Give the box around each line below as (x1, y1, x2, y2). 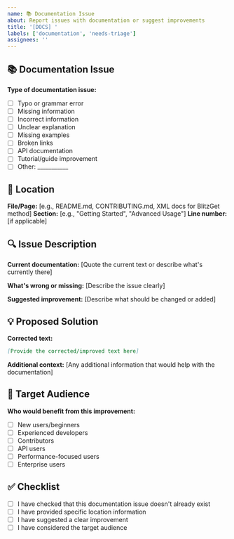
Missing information (17, 107, 75, 115)
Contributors (17, 436, 55, 445)
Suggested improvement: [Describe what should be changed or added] (7, 295, 216, 304)
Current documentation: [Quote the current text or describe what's (7, 261, 203, 269)
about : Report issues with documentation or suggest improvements (7, 17, 205, 24)
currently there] (7, 268, 53, 276)
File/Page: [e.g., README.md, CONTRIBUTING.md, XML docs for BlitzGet (7, 202, 220, 211)
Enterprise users (17, 460, 65, 468)
